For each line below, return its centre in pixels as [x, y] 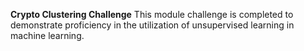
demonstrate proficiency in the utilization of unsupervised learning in [152, 25]
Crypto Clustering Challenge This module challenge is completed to [152, 14]
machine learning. [47, 35]
